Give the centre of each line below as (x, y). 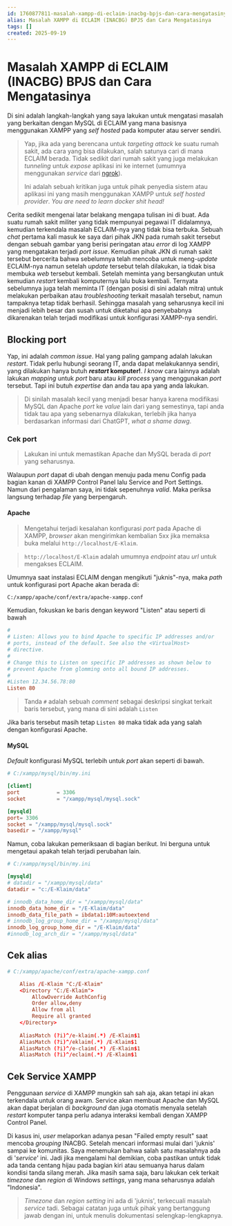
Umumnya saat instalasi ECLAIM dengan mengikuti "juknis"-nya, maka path (115, 577)
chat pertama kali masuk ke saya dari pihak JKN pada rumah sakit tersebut (114, 237)
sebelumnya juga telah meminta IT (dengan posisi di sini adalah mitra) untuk (115, 289)
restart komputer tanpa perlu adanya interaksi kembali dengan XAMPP (107, 1115)
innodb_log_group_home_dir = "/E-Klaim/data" (74, 928)
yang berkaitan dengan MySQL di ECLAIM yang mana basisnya (97, 123)
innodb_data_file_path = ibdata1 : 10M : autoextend (78, 914)
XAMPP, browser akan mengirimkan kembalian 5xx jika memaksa (117, 535)
